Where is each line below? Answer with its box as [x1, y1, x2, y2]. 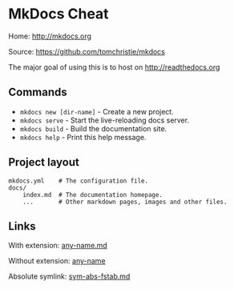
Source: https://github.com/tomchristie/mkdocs [8, 46, 166, 56]
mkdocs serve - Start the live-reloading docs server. [19, 115, 190, 125]
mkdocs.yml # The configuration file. [8, 177, 149, 185]
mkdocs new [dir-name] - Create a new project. [19, 106, 174, 116]
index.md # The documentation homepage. [22, 191, 163, 199]
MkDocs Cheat [8, 5, 110, 23]
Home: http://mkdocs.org [8, 31, 92, 41]
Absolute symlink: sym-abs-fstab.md [8, 271, 131, 281]
